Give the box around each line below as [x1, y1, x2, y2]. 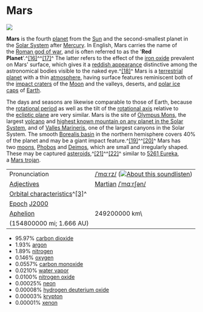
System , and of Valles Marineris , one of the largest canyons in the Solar [6, 124, 185, 131]
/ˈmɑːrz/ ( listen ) [95, 170, 193, 178]
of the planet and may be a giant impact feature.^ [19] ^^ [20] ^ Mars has [6, 137, 181, 144]
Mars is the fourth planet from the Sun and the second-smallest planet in [6, 35, 188, 42]
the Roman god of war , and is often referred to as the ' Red [6, 48, 152, 55]
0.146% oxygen [15, 254, 54, 261]
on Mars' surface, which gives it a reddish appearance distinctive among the [6, 61, 198, 68]
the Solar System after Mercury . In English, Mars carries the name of [6, 41, 178, 48]
